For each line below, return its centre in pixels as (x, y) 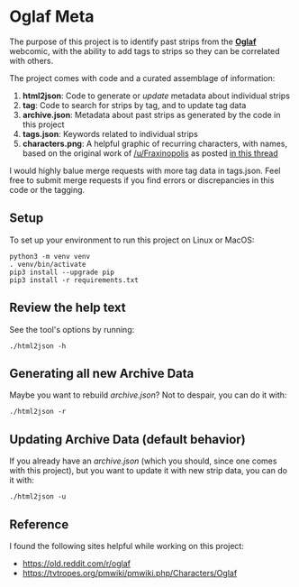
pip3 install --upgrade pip (62, 272)
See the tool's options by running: (72, 329)
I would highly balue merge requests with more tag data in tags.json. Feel (145, 170)
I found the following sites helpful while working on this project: (127, 546)
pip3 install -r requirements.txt (74, 280)
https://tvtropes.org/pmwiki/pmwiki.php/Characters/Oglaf (130, 573)
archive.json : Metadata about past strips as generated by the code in (151, 115)
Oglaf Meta (52, 17)
